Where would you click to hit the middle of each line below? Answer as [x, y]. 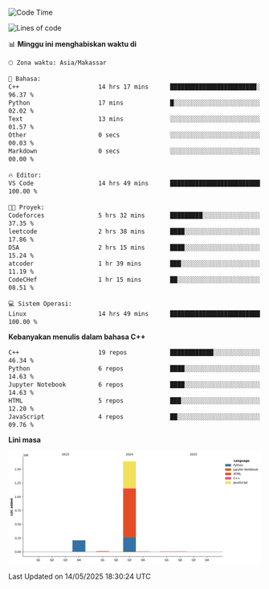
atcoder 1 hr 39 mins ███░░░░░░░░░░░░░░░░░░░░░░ [134, 264]
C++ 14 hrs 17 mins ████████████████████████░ [134, 87]
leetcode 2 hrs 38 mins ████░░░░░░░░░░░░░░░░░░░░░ [134, 231]
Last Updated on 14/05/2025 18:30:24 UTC [79, 577]
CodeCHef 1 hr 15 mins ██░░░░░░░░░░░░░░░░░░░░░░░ [134, 280]
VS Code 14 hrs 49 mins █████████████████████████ [134, 183]
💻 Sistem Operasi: [40, 304]
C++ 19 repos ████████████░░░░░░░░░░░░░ [134, 353]
